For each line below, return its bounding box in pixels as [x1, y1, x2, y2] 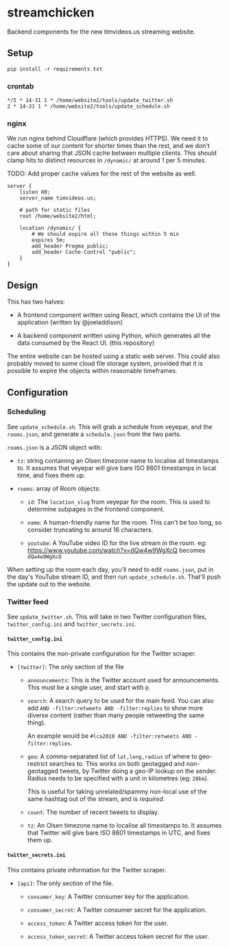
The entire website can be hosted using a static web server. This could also [7, 352, 221, 361]
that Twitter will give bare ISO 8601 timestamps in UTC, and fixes [27, 828, 210, 837]
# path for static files [19, 207, 91, 214]
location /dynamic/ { [19, 225, 81, 232]
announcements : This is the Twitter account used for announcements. [27, 676, 220, 684]
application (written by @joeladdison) [16, 318, 123, 326]
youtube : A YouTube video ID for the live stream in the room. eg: [27, 538, 207, 547]
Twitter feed [7, 597, 49, 606]
